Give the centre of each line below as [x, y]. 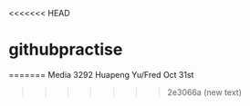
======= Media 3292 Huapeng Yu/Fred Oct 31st [101, 74]
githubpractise [66, 50]
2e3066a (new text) [205, 92]
